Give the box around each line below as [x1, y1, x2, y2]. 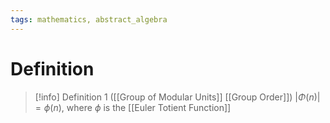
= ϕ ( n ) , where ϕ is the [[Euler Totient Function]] [34, 101, 232, 113]
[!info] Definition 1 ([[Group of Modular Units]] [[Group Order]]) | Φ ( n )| [34, 91, 321, 103]
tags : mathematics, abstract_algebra [10, 14, 168, 25]
